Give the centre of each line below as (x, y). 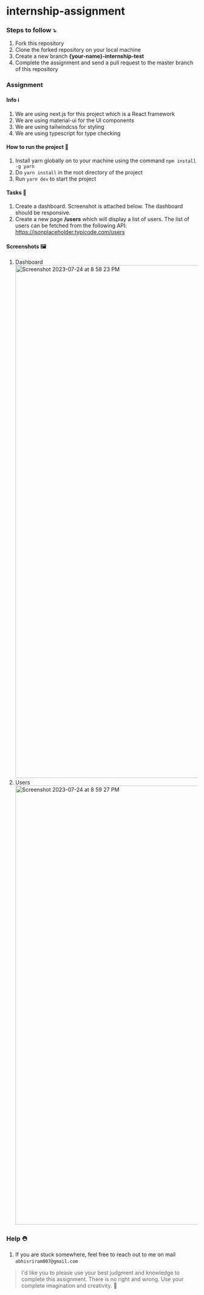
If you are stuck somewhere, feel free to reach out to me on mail (95, 1254)
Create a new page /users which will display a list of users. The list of (102, 219)
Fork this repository (39, 43)
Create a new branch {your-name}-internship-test (80, 57)
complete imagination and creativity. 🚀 (69, 1285)
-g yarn (25, 166)
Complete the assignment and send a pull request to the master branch (104, 63)
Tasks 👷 (16, 193)
